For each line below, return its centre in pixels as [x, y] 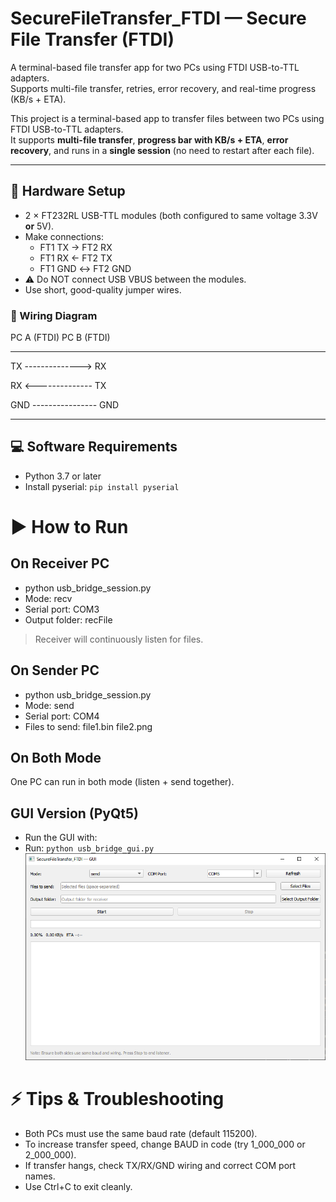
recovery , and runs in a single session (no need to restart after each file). [162, 150]
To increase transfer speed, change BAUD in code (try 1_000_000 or [165, 1144]
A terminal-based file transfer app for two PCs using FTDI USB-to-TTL [155, 67]
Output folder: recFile [68, 619]
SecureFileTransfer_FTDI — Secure [158, 18]
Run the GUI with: [61, 838]
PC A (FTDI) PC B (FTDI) [60, 338]
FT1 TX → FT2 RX [76, 247]
